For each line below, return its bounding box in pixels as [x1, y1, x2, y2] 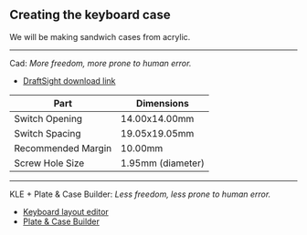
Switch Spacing [14, 127, 81, 139]
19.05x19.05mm [120, 127, 195, 139]
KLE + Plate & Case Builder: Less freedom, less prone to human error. [9, 189, 271, 199]
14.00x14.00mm [120, 112, 195, 125]
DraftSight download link [22, 75, 116, 86]
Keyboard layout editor [22, 206, 110, 217]
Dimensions [135, 97, 189, 109]
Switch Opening [14, 112, 83, 125]
